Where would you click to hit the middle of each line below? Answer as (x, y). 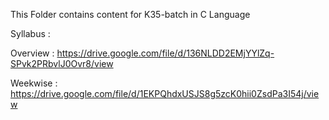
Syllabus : (30, 33)
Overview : (32, 53)
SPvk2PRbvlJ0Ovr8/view (62, 63)
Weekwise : (34, 83)
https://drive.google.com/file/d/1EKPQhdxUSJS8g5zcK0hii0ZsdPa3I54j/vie (165, 93)
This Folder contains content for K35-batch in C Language (130, 14)
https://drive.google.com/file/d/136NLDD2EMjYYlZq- (165, 53)
